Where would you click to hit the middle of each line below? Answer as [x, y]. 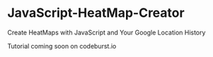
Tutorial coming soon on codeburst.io [62, 46]
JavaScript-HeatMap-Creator [96, 13]
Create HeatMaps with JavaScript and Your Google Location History [106, 32]
